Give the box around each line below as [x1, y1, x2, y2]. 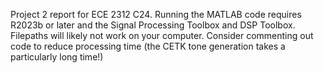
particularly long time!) [10, 51, 104, 63]
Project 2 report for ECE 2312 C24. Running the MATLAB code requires [10, 9, 302, 20]
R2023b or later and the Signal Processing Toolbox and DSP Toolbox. [10, 19, 296, 31]
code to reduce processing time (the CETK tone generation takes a [10, 40, 286, 52]
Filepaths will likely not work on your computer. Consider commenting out [10, 30, 314, 41]
